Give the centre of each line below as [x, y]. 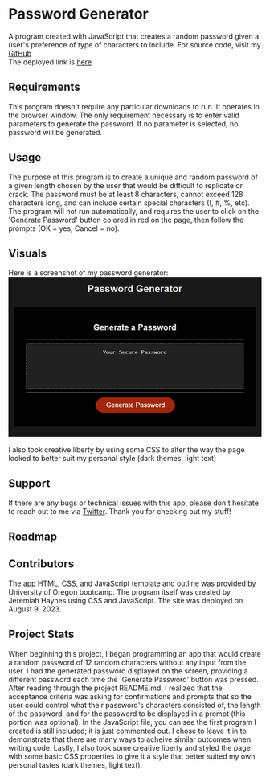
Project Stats [41, 634]
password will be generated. [55, 132]
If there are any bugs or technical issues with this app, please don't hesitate [134, 503]
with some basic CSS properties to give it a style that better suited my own [132, 756]
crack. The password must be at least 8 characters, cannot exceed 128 [126, 194]
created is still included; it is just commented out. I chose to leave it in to [127, 731]
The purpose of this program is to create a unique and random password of [133, 177]
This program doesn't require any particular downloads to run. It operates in [134, 106]
